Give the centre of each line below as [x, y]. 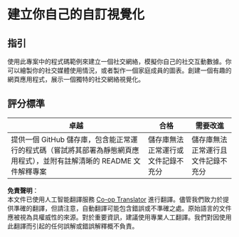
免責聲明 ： [23, 190]
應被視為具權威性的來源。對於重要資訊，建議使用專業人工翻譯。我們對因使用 [119, 217]
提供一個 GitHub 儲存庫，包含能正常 [71, 139]
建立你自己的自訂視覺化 [76, 15]
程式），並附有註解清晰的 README [75, 161]
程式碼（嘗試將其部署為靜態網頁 [79, 150]
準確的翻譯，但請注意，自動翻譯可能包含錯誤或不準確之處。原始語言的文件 [122, 208]
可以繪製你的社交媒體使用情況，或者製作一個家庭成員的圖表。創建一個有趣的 [119, 70]
